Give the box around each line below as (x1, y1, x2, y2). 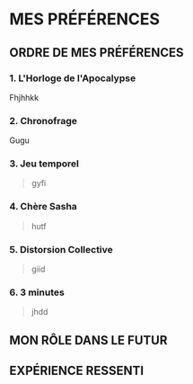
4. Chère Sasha (9, 201, 78, 213)
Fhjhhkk (9, 92, 39, 103)
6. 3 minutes (9, 286, 65, 299)
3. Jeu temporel (9, 157, 79, 170)
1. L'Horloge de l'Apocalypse (9, 72, 136, 85)
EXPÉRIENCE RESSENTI (9, 363, 145, 379)
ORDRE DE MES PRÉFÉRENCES (9, 45, 184, 60)
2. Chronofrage (9, 114, 78, 127)
